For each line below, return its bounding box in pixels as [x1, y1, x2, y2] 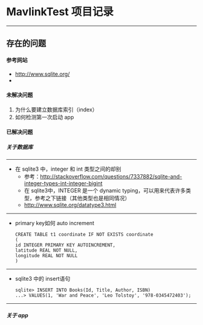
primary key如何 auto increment [14, 220, 95, 227]
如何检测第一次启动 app [14, 113, 74, 120]
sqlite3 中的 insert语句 [14, 275, 71, 283]
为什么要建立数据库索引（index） [14, 106, 98, 113]
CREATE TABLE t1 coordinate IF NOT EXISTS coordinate [14, 232, 153, 238]
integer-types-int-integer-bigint [24, 180, 103, 187]
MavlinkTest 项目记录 [6, 5, 114, 19]
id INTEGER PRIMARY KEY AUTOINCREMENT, [14, 242, 116, 248]
